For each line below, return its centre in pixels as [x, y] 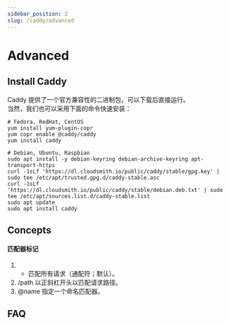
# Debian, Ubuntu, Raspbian [49, 153]
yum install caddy [34, 140]
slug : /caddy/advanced [41, 21]
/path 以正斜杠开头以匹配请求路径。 [70, 283]
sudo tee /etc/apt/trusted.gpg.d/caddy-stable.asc [84, 178]
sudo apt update [31, 203]
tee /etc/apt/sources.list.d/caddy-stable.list [79, 196]
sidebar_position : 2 [38, 14]
